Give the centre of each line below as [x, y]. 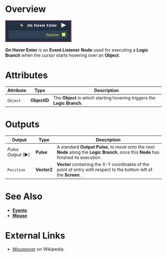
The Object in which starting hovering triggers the [104, 97]
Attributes [27, 75]
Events [20, 210]
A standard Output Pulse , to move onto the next [106, 147]
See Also [24, 196]
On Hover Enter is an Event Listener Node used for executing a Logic [77, 50]
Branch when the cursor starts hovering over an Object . [63, 55]
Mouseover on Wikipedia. [39, 249]
